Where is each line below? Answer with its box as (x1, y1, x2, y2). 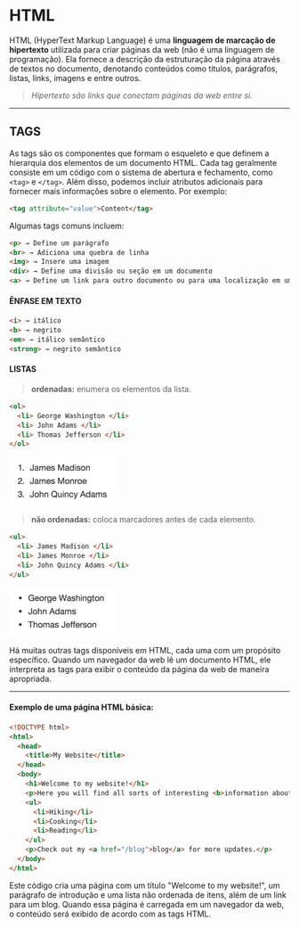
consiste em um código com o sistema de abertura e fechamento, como (9, 167, 273, 177)
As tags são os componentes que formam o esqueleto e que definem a (9, 148, 270, 159)
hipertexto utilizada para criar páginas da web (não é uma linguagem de (9, 44, 275, 54)
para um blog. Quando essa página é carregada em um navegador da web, (9, 899, 285, 909)
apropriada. (9, 673, 52, 684)
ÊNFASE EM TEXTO (9, 295, 82, 306)
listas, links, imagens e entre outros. (9, 72, 141, 83)
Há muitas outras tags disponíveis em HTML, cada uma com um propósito (9, 645, 281, 655)
